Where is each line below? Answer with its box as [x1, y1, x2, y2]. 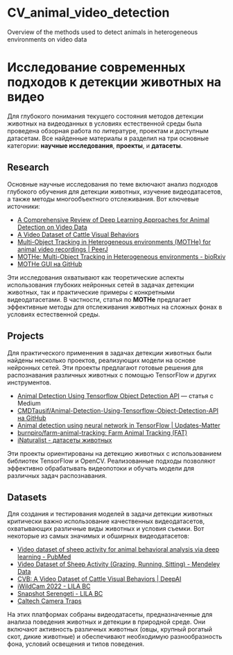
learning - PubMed [17, 553, 71, 561]
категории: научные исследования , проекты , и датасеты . [7, 141, 183, 150]
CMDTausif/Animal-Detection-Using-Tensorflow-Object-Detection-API [17, 406, 219, 414]
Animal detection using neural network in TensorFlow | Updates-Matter [17, 421, 221, 429]
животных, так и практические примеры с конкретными [7, 288, 175, 296]
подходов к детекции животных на [7, 74, 222, 90]
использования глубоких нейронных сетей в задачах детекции [7, 280, 194, 289]
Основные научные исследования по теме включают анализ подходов [7, 180, 218, 188]
